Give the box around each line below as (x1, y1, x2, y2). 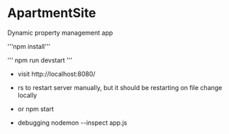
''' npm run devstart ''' (7, 55, 73, 65)
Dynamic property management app (7, 28, 113, 37)
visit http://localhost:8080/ (17, 69, 96, 78)
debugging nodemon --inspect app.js (17, 118, 128, 127)
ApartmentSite (7, 5, 96, 21)
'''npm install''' (7, 42, 51, 50)
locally (17, 91, 38, 99)
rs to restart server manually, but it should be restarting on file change (17, 83, 223, 91)
